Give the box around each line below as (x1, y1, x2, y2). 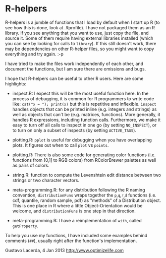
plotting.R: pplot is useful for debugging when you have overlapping (12, 137, 152, 143)
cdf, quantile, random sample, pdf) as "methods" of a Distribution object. (12, 197, 161, 203)
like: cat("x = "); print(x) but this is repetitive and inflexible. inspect (12, 101, 157, 107)
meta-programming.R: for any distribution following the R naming (12, 187, 145, 193)
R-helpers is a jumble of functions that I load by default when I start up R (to (5, 19, 160, 25)
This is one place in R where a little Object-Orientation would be (12, 202, 143, 208)
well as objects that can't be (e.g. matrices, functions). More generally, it (12, 111, 161, 117)
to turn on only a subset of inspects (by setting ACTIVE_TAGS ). (12, 127, 136, 133)
